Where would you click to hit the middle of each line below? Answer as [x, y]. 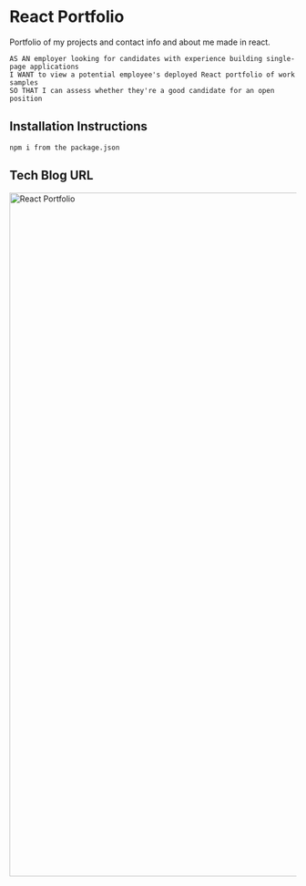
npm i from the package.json [65, 148]
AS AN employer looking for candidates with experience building [136, 58]
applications [54, 67]
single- [281, 58]
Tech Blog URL [51, 175]
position [26, 98]
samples [24, 82]
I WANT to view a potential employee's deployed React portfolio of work [153, 75]
